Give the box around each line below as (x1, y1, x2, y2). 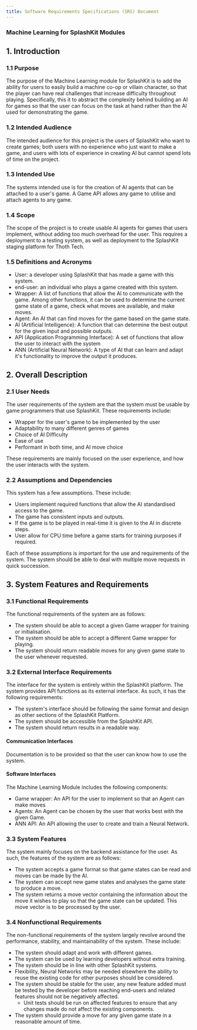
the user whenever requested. (14, 653, 88, 660)
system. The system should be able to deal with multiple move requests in (6, 556, 185, 563)
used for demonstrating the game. (6, 108, 89, 116)
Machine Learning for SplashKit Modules (6, 28, 125, 36)
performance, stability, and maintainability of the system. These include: (6, 938, 181, 945)
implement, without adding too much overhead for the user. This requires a (6, 231, 188, 238)
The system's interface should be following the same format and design (14, 705, 189, 712)
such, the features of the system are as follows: (6, 854, 122, 861)
